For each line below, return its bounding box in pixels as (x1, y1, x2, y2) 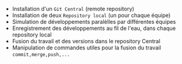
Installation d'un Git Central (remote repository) (12, 5, 134, 12)
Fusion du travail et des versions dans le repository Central (12, 38, 161, 44)
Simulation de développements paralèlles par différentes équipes (12, 18, 176, 25)
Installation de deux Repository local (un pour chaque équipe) (12, 12, 171, 19)
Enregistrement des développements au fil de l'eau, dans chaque (12, 24, 176, 32)
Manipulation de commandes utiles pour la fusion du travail (12, 44, 161, 51)
